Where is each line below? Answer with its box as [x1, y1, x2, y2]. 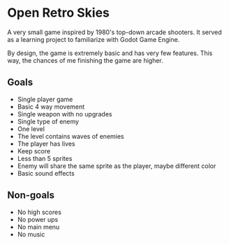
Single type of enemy [17, 117, 79, 125]
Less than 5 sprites [17, 154, 73, 162]
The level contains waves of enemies [17, 132, 124, 140]
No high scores [17, 208, 61, 216]
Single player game [17, 95, 73, 103]
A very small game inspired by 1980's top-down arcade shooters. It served [7, 28, 222, 36]
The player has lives [17, 139, 75, 148]
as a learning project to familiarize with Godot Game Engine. [7, 35, 180, 43]
